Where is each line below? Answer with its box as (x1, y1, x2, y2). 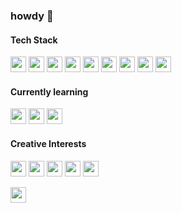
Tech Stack (10, 34, 58, 46)
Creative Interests (10, 137, 87, 149)
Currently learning (10, 85, 89, 98)
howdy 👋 (10, 9, 54, 23)
